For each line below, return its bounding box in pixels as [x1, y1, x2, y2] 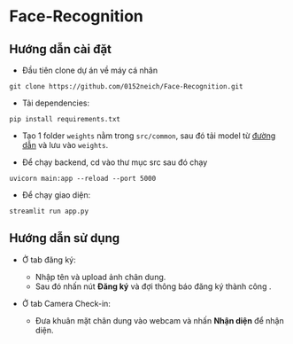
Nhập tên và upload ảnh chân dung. [35, 271, 166, 282]
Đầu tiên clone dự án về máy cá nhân [21, 65, 158, 75]
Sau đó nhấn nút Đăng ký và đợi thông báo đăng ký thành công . [35, 281, 272, 292]
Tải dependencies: [21, 98, 90, 108]
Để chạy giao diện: [21, 190, 91, 200]
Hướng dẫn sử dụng [9, 231, 120, 246]
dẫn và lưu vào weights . [21, 140, 109, 150]
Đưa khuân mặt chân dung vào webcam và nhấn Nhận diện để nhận [35, 315, 285, 325]
